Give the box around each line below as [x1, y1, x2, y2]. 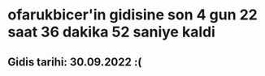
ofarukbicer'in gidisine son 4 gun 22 [7, 6, 258, 24]
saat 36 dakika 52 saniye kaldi [7, 23, 216, 41]
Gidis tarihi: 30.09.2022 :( [7, 55, 142, 69]
